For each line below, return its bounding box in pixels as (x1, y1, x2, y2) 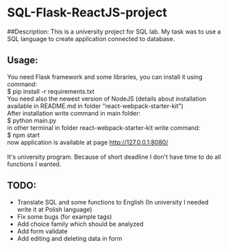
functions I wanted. (7, 159, 62, 168)
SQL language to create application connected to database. (7, 34, 175, 42)
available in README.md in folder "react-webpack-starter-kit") (7, 101, 183, 110)
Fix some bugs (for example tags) (16, 212, 112, 220)
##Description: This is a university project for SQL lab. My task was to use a (7, 27, 221, 36)
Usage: (7, 55, 39, 66)
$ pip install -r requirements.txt (7, 87, 94, 95)
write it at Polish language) (16, 205, 92, 213)
